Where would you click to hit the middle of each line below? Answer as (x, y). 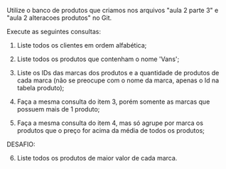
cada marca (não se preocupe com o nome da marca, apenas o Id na (118, 80)
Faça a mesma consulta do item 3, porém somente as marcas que (113, 102)
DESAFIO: (21, 144)
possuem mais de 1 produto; (58, 109)
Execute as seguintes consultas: (54, 32)
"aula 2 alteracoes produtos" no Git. (59, 18)
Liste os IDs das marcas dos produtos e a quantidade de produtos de (118, 73)
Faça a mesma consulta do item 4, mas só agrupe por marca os (110, 123)
